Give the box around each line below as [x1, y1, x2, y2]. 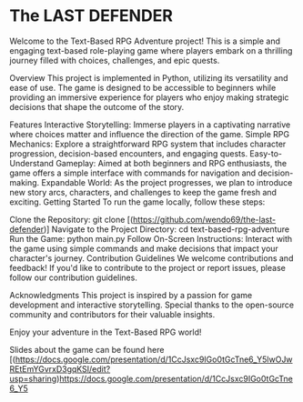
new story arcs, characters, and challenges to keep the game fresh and [9, 186, 278, 197]
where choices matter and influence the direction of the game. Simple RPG [9, 128, 289, 139]
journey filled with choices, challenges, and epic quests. [9, 55, 220, 65]
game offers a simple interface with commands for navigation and [9, 167, 257, 178]
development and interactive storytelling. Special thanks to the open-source [9, 299, 295, 310]
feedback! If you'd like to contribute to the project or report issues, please [9, 262, 287, 273]
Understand [9, 157, 55, 168]
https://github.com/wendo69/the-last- [133, 214, 276, 225]
